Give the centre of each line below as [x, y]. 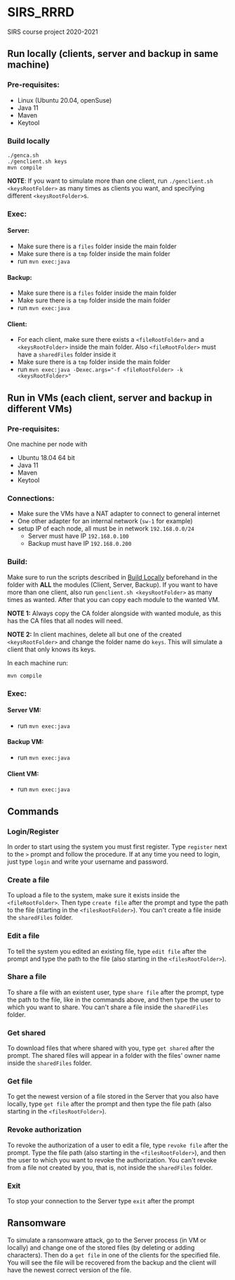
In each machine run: [38, 663]
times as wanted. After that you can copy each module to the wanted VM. [114, 599]
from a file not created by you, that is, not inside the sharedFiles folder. [110, 1167]
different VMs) [40, 409]
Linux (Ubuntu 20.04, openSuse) [65, 100]
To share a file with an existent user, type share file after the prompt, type [116, 992]
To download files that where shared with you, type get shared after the [111, 1048]
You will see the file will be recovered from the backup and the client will [112, 1262]
